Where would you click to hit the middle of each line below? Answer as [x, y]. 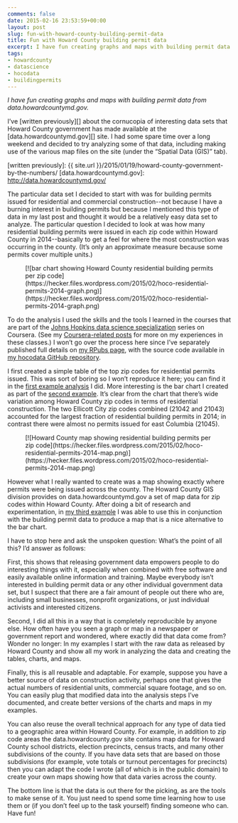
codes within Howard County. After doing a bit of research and [99, 504]
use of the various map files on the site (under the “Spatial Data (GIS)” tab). [118, 152]
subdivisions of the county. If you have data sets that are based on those [114, 754]
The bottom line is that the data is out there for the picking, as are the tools [117, 791]
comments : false [31, 14]
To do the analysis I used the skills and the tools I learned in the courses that [119, 320]
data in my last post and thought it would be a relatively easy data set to [113, 217]
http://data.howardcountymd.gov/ [57, 180]
